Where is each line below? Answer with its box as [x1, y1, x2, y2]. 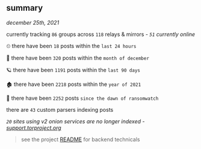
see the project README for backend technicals [20, 136, 140, 143]
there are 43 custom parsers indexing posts [6, 106, 114, 113]
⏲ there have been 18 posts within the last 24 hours [6, 42, 137, 49]
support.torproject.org [6, 124, 61, 131]
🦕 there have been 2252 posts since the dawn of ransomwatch [6, 94, 159, 102]
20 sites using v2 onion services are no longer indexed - [6, 118, 145, 125]
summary [6, 3, 43, 13]
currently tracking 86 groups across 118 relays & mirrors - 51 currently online [6, 31, 196, 38]
